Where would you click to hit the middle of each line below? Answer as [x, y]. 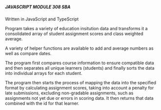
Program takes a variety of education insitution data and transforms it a [76, 28]
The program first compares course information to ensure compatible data [80, 63]
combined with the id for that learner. [42, 103]
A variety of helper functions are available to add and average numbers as [79, 48]
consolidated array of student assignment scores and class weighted [74, 34]
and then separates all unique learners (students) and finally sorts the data [80, 68]
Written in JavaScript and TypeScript [42, 19]
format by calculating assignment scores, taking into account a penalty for [80, 88]
